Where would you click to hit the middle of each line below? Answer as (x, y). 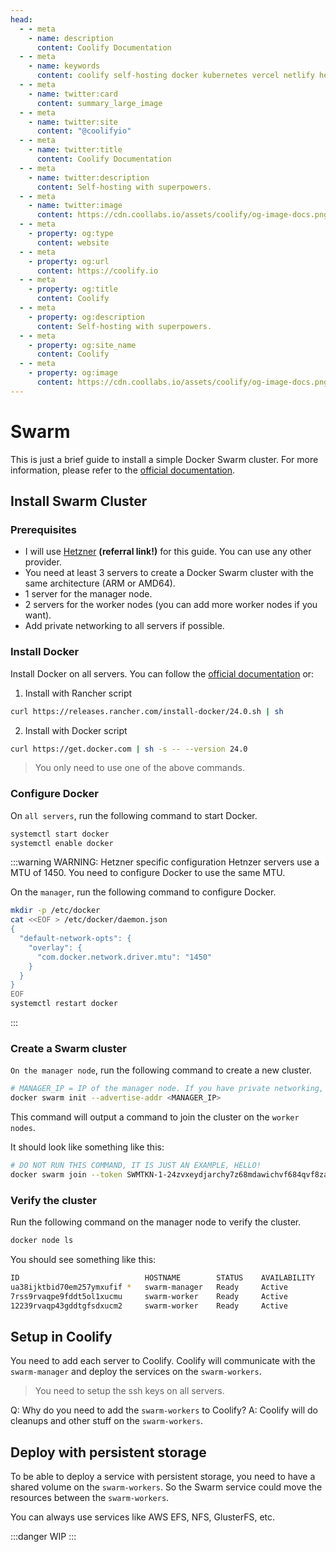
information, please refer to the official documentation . (123, 470)
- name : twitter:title (75, 150)
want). (38, 615)
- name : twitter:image (75, 206)
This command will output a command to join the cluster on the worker (155, 1117)
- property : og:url (69, 261)
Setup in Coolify (61, 1336)
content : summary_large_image (99, 103)
